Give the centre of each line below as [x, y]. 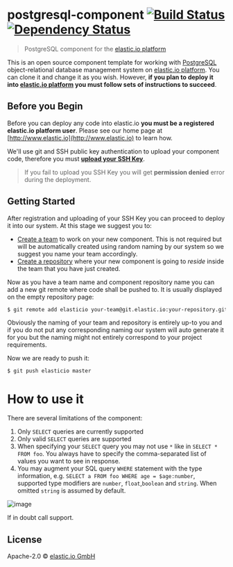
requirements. [27, 345]
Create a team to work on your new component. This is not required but [119, 239]
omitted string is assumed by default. [71, 491]
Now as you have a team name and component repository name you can [111, 282]
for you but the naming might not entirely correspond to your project [105, 338]
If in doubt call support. [41, 518]
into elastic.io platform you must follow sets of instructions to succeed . [112, 84]
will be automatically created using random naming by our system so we [120, 246]
